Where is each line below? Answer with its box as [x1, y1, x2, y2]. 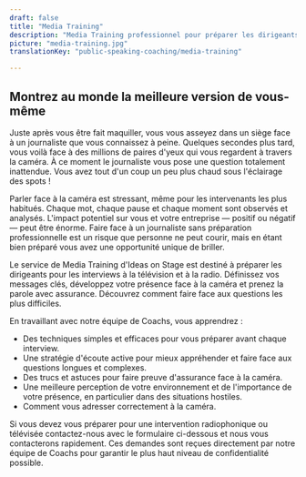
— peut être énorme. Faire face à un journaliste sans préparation [9, 222, 252, 233]
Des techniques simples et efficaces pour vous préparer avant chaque [22, 333, 287, 344]
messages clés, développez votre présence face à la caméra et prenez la [9, 279, 284, 289]
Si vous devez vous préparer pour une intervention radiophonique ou [9, 418, 269, 429]
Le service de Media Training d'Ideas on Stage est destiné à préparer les [9, 259, 282, 269]
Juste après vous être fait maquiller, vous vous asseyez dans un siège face [9, 127, 291, 137]
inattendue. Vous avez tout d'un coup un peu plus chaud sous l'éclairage [9, 166, 283, 177]
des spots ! [9, 175, 52, 187]
